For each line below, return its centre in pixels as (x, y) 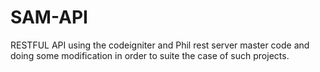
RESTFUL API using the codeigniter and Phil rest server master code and (160, 45)
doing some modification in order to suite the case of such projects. (150, 55)
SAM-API (49, 17)
